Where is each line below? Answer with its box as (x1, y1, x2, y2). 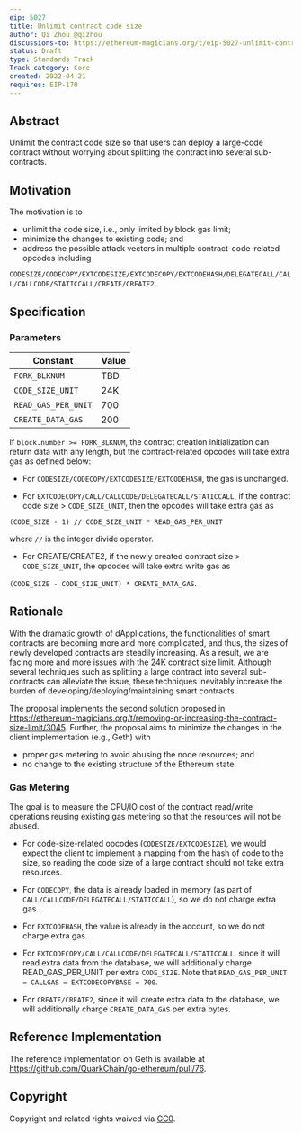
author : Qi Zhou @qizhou (9, 30, 102, 39)
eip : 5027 (9, 13, 47, 23)
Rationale (9, 604, 64, 620)
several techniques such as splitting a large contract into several (9, 666, 248, 676)
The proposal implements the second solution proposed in (9, 702, 226, 713)
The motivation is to (9, 206, 83, 217)
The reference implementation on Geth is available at (9, 1053, 205, 1064)
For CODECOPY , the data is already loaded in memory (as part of (22, 884, 253, 895)
